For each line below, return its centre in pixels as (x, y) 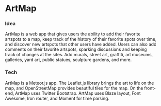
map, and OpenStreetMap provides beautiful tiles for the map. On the (74, 88)
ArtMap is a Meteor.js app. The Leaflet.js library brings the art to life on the (80, 83)
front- (150, 88)
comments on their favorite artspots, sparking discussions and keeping (76, 49)
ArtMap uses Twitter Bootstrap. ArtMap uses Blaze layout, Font (78, 93)
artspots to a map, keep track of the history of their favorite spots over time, (81, 39)
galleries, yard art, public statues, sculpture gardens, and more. (68, 60)
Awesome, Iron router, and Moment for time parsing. (57, 98)
